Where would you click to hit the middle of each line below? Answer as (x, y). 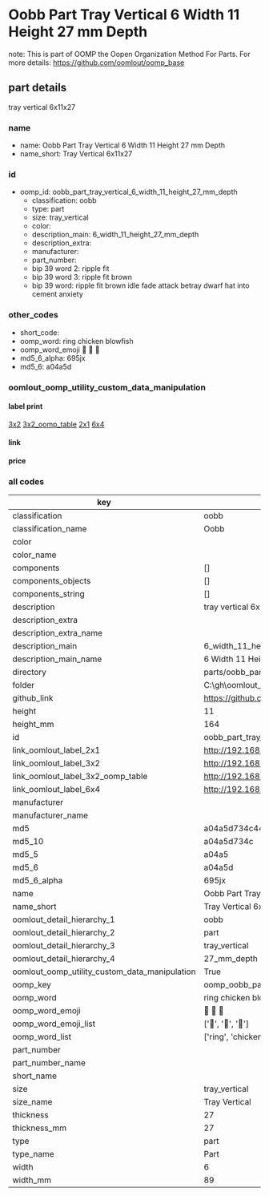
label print (26, 406)
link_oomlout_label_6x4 (56, 790)
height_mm (33, 725)
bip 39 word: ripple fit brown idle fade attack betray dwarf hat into (141, 285)
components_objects (52, 581)
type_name (33, 1154)
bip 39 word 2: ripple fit (70, 269)
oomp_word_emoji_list (54, 1024)
